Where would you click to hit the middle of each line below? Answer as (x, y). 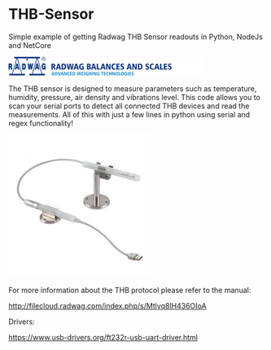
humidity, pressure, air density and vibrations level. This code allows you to (134, 97)
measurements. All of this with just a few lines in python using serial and (129, 114)
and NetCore (30, 45)
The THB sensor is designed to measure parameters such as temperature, (133, 88)
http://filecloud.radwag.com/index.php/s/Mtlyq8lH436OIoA (107, 305)
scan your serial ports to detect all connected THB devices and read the (129, 106)
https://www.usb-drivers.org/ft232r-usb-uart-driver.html (103, 337)
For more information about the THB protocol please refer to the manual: (130, 290)
